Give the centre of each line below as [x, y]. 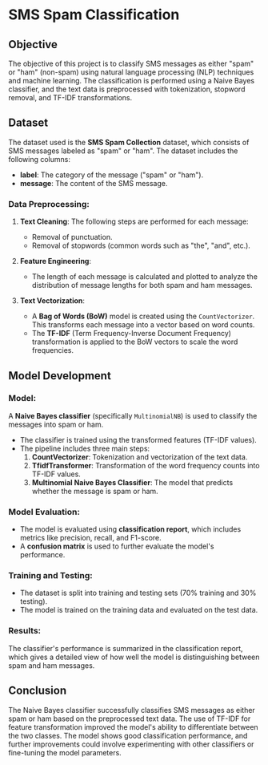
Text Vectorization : [52, 301]
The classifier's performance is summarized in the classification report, [126, 648]
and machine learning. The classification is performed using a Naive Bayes [131, 81]
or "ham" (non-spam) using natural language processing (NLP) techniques [131, 72]
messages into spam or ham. [56, 424]
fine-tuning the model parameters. [65, 752]
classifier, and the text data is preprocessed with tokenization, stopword [127, 89]
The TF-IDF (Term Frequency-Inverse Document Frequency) [132, 334]
